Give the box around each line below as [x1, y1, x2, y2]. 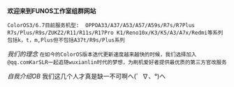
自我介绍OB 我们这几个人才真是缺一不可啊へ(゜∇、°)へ [7, 72, 166, 80]
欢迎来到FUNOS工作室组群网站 [7, 7, 96, 15]
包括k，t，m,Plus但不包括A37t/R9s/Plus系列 [7, 37, 126, 44]
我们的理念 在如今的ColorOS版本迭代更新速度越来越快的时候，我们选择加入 [7, 50, 197, 58]
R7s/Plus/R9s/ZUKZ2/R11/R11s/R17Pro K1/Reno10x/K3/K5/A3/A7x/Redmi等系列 [7, 29, 224, 36]
